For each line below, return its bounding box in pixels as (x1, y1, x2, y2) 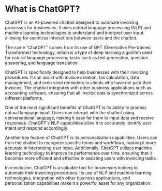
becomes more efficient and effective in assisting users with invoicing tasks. (5, 155, 157, 161)
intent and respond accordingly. (5, 125, 69, 131)
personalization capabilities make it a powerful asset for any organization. (5, 180, 152, 186)
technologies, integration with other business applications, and (5, 175, 130, 181)
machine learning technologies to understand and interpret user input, (5, 30, 145, 35)
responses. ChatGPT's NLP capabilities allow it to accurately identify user (5, 120, 152, 126)
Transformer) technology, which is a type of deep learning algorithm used (5, 50, 152, 55)
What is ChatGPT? (5, 3, 80, 15)
